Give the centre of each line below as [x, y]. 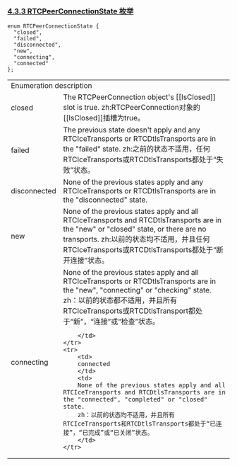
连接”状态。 [90, 261]
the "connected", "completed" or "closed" [135, 399]
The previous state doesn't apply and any [132, 130]
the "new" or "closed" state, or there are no [135, 229]
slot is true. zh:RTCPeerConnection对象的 [132, 108]
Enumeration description [52, 86]
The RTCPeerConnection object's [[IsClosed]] [140, 97]
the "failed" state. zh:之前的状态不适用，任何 [136, 149]
